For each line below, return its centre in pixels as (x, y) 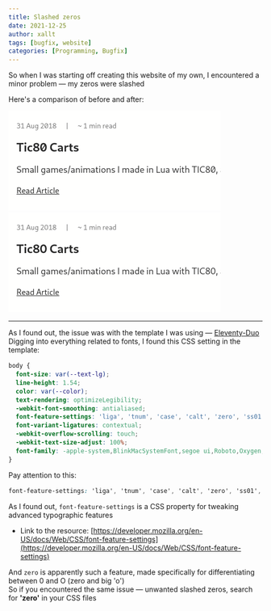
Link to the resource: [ (57, 530)
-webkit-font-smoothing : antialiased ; (81, 408)
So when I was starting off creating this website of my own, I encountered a (134, 75)
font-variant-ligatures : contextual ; (79, 426)
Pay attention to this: (42, 475)
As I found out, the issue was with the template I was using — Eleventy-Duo (134, 333)
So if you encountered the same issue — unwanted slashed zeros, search (131, 589)
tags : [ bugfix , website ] (50, 43)
